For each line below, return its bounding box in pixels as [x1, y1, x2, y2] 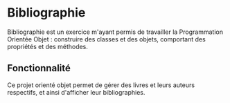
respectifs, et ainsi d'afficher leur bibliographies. [7, 88, 145, 96]
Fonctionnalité [7, 62, 71, 74]
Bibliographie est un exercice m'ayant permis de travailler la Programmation [7, 28, 224, 36]
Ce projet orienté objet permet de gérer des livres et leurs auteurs [7, 81, 195, 89]
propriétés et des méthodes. [7, 42, 89, 50]
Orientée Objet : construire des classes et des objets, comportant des [7, 35, 206, 43]
